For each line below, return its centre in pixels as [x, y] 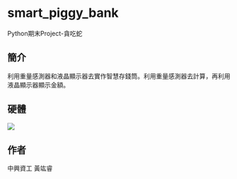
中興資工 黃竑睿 [30, 168]
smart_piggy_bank [63, 13]
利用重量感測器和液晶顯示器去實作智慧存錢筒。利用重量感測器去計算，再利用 [119, 76]
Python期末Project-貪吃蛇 [45, 33]
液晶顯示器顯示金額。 [38, 85]
